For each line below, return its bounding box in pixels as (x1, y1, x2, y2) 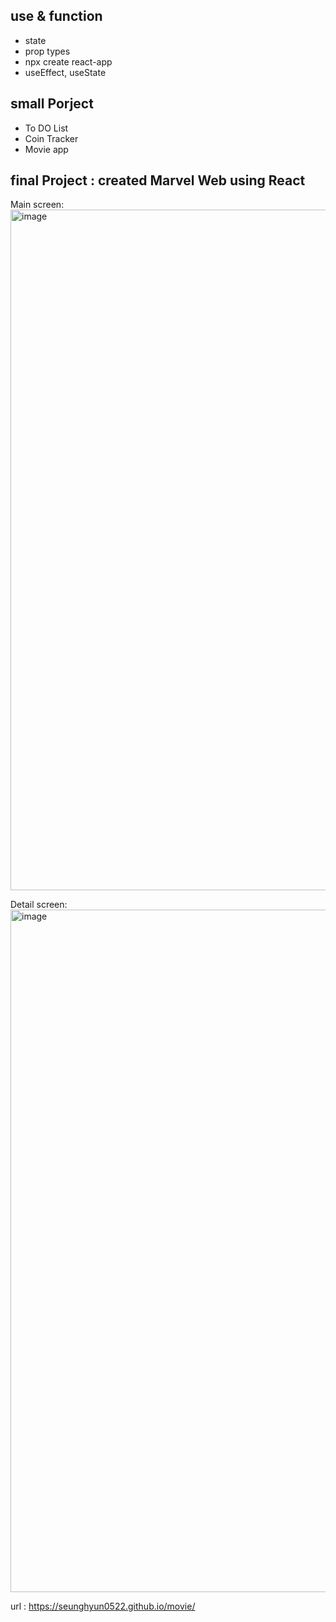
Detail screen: (10, 899, 68, 911)
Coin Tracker (24, 132, 79, 144)
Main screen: (10, 199, 65, 211)
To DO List (24, 122, 69, 134)
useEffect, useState (24, 66, 107, 78)
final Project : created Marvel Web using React (10, 172, 306, 189)
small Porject (10, 95, 94, 113)
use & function (10, 8, 103, 25)
